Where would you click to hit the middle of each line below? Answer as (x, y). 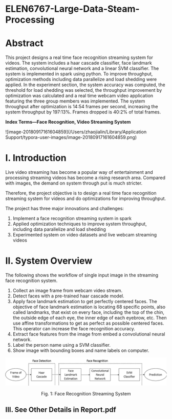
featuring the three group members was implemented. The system (75, 101)
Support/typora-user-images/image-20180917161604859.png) (71, 137)
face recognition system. (31, 281)
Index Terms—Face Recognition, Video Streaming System (68, 122)
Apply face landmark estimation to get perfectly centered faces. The (85, 301)
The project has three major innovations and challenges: (65, 209)
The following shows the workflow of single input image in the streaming (82, 275)
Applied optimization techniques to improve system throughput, (80, 224)
